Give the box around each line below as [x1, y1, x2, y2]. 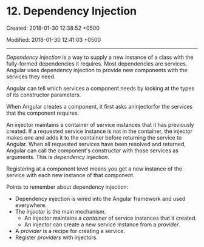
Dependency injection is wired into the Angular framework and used [15, 195, 186, 202]
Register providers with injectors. [15, 234, 98, 241]
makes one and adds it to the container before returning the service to [6, 134, 182, 141]
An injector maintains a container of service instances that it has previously [6, 121, 194, 128]
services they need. [6, 73, 56, 80]
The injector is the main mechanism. [15, 208, 106, 215]
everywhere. [15, 201, 47, 209]
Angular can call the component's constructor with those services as [6, 147, 179, 154]
